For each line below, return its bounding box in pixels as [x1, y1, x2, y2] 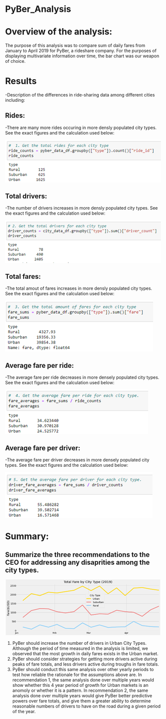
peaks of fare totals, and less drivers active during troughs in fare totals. [12, 661, 159, 667]
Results [5, 76, 37, 87]
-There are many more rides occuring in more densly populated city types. [5, 125, 157, 131]
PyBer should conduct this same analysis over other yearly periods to [12, 667, 154, 673]
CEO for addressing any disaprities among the [5, 558, 150, 567]
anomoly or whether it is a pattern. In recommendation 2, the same [12, 687, 148, 693]
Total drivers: [5, 192, 47, 200]
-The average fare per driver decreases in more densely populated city [5, 457, 150, 463]
